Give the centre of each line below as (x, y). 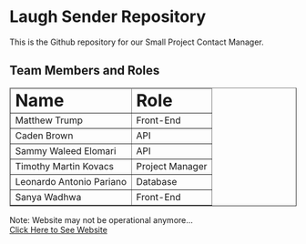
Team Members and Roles (85, 71)
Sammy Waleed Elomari (66, 150)
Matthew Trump (49, 120)
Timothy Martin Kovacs (65, 166)
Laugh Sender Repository (108, 17)
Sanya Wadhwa (48, 197)
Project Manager (172, 166)
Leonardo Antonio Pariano (71, 181)
